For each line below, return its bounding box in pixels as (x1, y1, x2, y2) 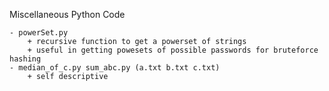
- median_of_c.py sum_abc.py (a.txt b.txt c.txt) (9, 63, 221, 73)
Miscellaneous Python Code (9, 9, 126, 20)
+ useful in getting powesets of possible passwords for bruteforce (27, 45, 319, 55)
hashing (9, 54, 42, 64)
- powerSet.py (9, 28, 69, 38)
